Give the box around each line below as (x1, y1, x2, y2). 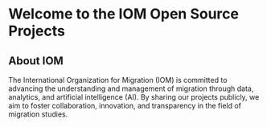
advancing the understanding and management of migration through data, (8, 84, 254, 93)
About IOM (8, 54, 64, 68)
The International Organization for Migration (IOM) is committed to (8, 76, 228, 84)
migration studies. (8, 109, 68, 119)
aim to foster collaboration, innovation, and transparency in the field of (8, 101, 242, 110)
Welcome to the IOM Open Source (8, 5, 240, 23)
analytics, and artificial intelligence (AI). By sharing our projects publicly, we (8, 92, 260, 101)
